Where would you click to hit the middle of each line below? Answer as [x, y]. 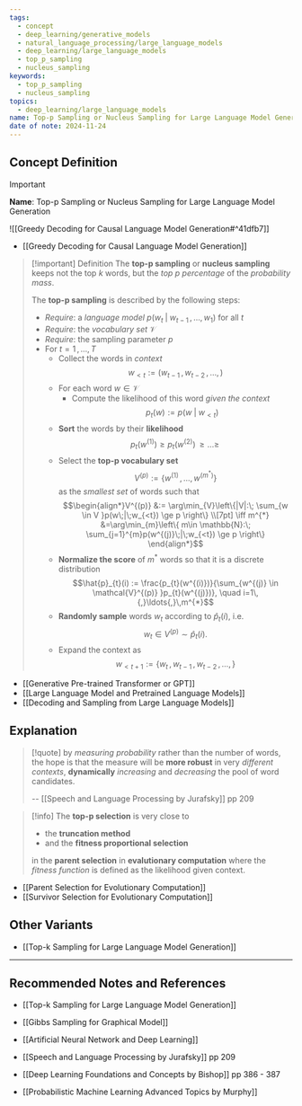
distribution [79, 569]
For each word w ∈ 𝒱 [98, 388]
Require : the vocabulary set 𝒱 [101, 329]
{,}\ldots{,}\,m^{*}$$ [175, 602]
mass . [43, 282]
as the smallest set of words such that [129, 491]
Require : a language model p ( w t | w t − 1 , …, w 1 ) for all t [144, 318]
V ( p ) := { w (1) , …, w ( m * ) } [176, 476]
